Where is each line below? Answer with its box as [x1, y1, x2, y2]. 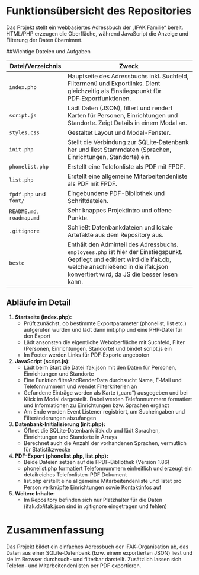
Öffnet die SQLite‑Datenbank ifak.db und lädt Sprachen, [23, 427, 161, 434]
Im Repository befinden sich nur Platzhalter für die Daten [23, 496, 163, 503]
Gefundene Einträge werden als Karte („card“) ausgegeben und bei [23, 389, 188, 396]
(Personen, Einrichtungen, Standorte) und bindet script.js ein [23, 345, 172, 352]
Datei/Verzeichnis [9, 62, 62, 70]
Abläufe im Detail [6, 298, 71, 308]
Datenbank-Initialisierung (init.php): [14, 420, 105, 428]
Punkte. [68, 214, 89, 222]
